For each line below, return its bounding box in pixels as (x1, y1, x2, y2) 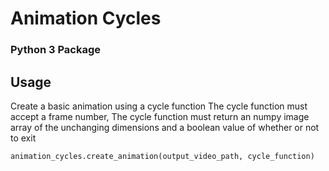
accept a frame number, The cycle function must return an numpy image (10, 110, 310, 122)
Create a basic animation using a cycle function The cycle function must (10, 100, 308, 112)
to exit (10, 132, 37, 144)
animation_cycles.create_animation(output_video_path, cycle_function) (10, 151, 315, 161)
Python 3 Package (10, 43, 102, 57)
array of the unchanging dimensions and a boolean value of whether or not (10, 121, 320, 133)
